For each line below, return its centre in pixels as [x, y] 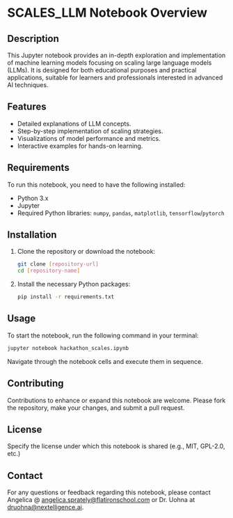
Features [27, 107]
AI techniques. [28, 85]
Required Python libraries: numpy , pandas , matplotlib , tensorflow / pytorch [121, 213]
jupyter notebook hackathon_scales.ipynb [68, 348]
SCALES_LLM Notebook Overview [107, 13]
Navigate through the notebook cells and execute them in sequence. [105, 361]
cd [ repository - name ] [49, 271]
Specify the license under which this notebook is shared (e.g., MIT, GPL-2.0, [116, 446]
